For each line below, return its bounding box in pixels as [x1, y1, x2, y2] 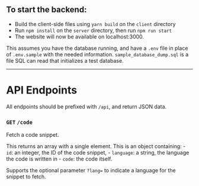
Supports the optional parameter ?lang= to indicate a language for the [6, 167, 176, 174]
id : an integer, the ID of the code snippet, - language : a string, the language [6, 149, 190, 156]
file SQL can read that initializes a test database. [6, 57, 124, 64]
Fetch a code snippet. [6, 132, 59, 139]
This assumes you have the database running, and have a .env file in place [6, 44, 188, 52]
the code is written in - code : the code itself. [6, 155, 113, 162]
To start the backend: [6, 5, 87, 15]
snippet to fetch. [6, 173, 46, 180]
